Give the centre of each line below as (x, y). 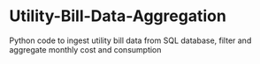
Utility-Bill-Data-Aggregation (118, 16)
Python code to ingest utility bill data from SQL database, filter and (130, 40)
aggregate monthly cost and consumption (85, 49)
